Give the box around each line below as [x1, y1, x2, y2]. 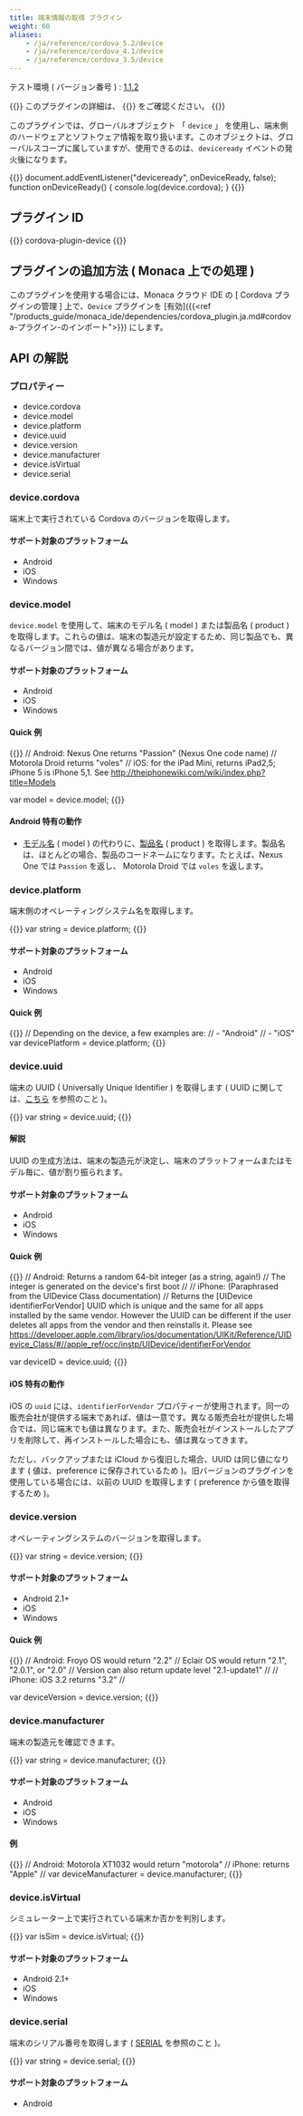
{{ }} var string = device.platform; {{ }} [9, 924, 147, 935]
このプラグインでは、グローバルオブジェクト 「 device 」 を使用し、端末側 [9, 120, 289, 131]
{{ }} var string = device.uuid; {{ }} [9, 1111, 132, 1122]
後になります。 [16, 154, 72, 164]
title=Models [9, 776, 56, 787]
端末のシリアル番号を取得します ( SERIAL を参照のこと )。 [9, 2037, 226, 2048]
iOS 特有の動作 [9, 1378, 65, 1389]
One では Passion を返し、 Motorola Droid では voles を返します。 [22, 860, 269, 871]
